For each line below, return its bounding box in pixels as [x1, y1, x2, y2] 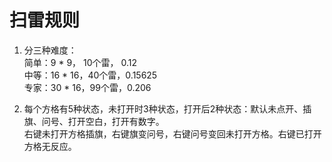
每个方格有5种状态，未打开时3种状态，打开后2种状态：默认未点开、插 [23, 102, 312, 115]
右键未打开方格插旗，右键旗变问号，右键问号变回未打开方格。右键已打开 [23, 127, 322, 140]
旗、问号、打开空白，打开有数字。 [23, 115, 165, 127]
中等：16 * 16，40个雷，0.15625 [23, 69, 158, 81]
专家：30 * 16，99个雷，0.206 [23, 81, 152, 93]
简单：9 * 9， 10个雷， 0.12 [23, 56, 137, 68]
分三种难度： [23, 44, 77, 56]
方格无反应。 [23, 140, 77, 152]
